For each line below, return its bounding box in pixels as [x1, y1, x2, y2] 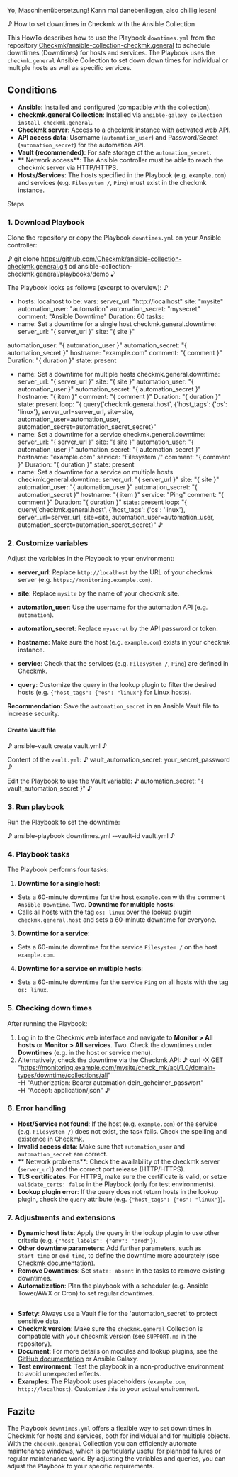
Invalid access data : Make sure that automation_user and [17, 1142, 186, 1151]
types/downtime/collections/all [17, 1071, 108, 1079]
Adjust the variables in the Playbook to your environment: [7, 554, 175, 563]
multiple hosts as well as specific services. [7, 64, 132, 72]
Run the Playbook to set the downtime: [7, 818, 120, 826]
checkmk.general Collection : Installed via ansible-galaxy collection [17, 110, 222, 119]
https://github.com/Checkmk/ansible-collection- [40, 255, 182, 263]
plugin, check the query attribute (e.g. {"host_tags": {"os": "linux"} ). [17, 1195, 225, 1203]
